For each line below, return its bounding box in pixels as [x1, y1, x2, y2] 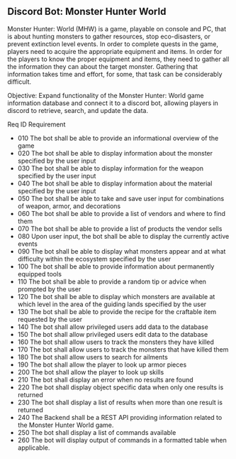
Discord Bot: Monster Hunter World [7, 6, 167, 18]
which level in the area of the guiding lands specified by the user [17, 300, 207, 308]
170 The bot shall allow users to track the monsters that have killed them [17, 345, 229, 354]
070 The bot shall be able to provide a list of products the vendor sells [17, 224, 223, 233]
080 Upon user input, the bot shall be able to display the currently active [17, 232, 230, 240]
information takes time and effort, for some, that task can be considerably [7, 70, 223, 78]
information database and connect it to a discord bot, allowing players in [7, 99, 218, 107]
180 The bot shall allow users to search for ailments [17, 352, 168, 361]
